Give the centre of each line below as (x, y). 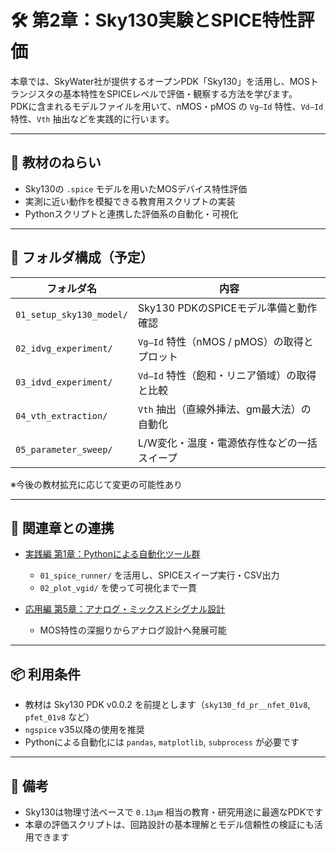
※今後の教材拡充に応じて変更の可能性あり (96, 484)
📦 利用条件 (46, 674)
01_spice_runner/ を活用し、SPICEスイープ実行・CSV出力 (159, 575)
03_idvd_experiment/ (64, 382)
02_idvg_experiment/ (64, 348)
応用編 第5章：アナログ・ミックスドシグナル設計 (125, 609)
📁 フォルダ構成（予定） (82, 257)
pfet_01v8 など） (59, 717)
